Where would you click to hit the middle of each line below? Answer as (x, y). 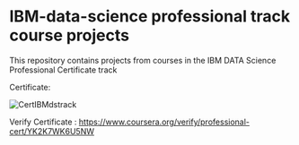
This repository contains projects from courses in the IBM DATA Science (143, 60)
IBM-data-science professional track (149, 17)
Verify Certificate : (43, 122)
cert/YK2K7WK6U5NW (52, 131)
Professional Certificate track (63, 70)
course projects (70, 35)
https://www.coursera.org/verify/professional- (164, 122)
